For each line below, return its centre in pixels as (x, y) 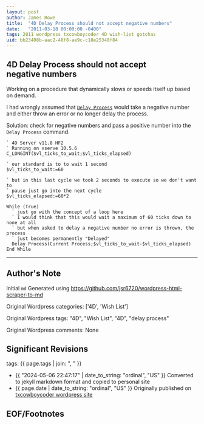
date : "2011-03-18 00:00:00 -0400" (54, 29)
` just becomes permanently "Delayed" (61, 238)
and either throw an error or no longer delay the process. (77, 114)
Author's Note (34, 274)
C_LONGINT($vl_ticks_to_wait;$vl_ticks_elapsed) (69, 153)
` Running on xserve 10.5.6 (42, 148)
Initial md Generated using (38, 288)
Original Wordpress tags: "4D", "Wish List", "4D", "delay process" (88, 318)
